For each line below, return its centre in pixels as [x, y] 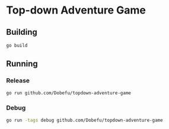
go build [17, 45]
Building [22, 32]
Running [22, 64]
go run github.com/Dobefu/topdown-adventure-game [69, 93]
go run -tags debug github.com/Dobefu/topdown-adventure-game [84, 120]
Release [18, 81]
